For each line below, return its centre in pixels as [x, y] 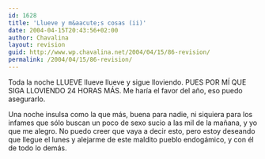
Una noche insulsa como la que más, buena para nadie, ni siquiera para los [131, 114]
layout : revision [37, 45]
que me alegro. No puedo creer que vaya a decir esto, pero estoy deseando [132, 131]
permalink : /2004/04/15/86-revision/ [70, 60]
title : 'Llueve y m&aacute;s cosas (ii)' [78, 23]
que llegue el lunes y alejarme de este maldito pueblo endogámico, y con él [131, 139]
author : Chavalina [38, 38]
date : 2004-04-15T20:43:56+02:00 [63, 30]
